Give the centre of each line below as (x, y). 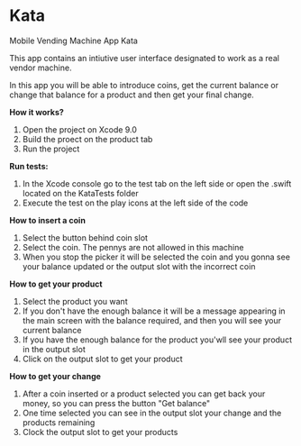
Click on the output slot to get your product (102, 359)
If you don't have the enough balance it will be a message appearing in (154, 311)
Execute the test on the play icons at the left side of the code (135, 203)
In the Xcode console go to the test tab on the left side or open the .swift (157, 183)
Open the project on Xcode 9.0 (80, 129)
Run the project (51, 149)
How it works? (37, 112)
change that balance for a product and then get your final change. (132, 95)
